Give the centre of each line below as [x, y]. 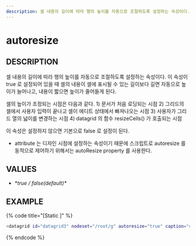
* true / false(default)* [41, 183]
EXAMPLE [25, 201]
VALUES [21, 169]
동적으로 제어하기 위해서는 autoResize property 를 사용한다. [83, 150]
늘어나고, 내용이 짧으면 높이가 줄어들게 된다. [66, 91]
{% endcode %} [25, 238]
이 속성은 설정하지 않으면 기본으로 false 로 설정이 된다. [68, 131]
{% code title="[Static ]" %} [39, 216]
